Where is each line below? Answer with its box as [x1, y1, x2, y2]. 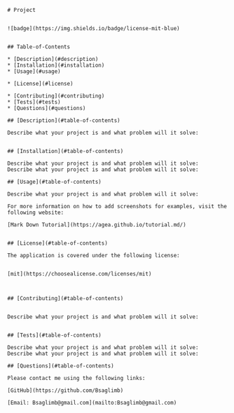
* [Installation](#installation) [7, 62, 105, 69]
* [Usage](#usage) [7, 68, 61, 75]
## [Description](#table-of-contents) [7, 117, 121, 124]
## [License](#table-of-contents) [7, 240, 109, 247]
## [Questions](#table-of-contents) [7, 363, 114, 370]
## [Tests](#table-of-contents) [7, 332, 102, 339]
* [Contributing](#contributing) [7, 93, 105, 100]
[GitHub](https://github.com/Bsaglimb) [7, 387, 124, 394]
